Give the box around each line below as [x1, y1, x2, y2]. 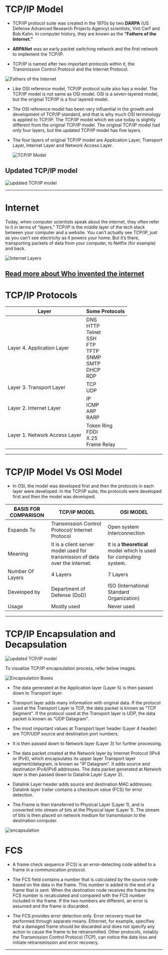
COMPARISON [9, 511, 44, 518]
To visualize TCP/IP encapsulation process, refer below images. [5, 665, 136, 671]
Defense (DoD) [50, 592, 86, 599]
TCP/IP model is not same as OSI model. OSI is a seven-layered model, [12, 91, 158, 97]
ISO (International [107, 582, 149, 589]
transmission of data [50, 553, 99, 560]
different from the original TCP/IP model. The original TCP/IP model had [12, 122, 160, 128]
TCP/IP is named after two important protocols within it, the [12, 61, 135, 67]
